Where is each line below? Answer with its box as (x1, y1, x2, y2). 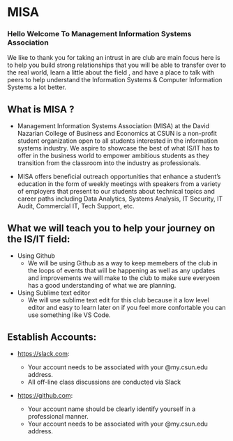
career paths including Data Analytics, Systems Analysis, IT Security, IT (17, 194, 223, 203)
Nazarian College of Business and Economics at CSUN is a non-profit (17, 130, 218, 138)
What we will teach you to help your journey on (7, 222, 216, 234)
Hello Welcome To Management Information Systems (7, 29, 192, 39)
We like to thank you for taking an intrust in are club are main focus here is (7, 54, 221, 62)
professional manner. (27, 412, 89, 420)
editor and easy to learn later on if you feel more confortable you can (27, 304, 226, 312)
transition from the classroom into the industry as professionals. (17, 159, 201, 167)
